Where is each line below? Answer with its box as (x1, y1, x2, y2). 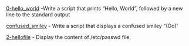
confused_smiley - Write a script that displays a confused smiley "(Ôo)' (6, 23, 178, 29)
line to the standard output (6, 11, 70, 18)
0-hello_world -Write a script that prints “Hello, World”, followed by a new (6, 5, 183, 12)
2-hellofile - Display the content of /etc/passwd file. (6, 34, 131, 40)
